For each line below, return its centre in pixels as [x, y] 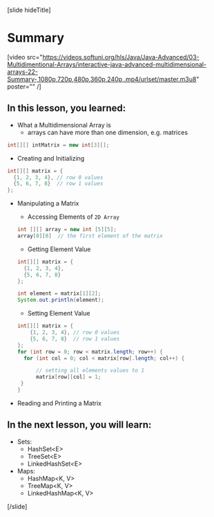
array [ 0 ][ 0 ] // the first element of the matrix [90, 236]
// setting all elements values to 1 [90, 371]
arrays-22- [23, 71]
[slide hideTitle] [29, 10]
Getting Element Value [59, 249]
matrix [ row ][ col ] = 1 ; [68, 377]
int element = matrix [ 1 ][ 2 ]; [59, 293]
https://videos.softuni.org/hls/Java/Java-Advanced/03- [121, 57]
